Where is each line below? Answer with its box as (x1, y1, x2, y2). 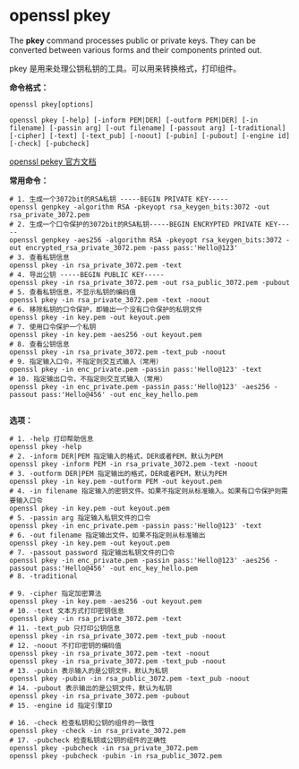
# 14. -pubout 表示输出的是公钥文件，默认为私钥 (9, 683, 173, 693)
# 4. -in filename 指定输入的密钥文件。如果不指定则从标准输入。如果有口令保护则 (9, 486, 282, 496)
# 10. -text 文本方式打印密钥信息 (9, 606, 124, 615)
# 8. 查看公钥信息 (9, 340, 70, 349)
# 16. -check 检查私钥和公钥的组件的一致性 (9, 718, 155, 727)
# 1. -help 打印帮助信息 (9, 434, 94, 444)
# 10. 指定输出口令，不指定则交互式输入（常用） (9, 374, 167, 384)
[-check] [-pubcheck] (9, 139, 90, 148)
